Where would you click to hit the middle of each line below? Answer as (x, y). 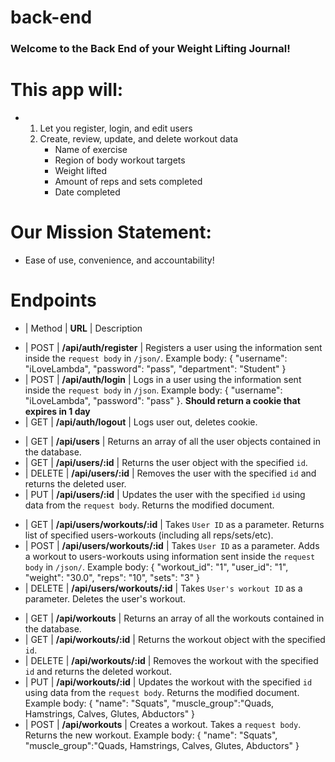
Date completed (87, 192)
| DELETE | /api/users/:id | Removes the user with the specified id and (170, 473)
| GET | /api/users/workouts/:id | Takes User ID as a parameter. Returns (174, 524)
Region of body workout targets (120, 160)
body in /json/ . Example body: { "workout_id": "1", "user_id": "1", (156, 567)
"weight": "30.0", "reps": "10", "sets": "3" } (112, 577)
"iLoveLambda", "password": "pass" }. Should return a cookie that (162, 400)
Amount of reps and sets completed (128, 182)
